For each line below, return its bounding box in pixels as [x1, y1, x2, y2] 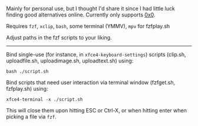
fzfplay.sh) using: [6, 85, 48, 92]
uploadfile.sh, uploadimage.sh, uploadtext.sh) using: [6, 57, 134, 64]
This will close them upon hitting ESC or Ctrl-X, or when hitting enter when [6, 107, 187, 114]
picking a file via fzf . [6, 113, 57, 120]
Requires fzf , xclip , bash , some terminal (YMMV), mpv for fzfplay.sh [6, 23, 170, 29]
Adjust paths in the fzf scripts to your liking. [6, 34, 112, 41]
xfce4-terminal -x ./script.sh [6, 97, 83, 102]
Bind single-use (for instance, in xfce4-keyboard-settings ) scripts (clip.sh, [6, 51, 187, 58]
